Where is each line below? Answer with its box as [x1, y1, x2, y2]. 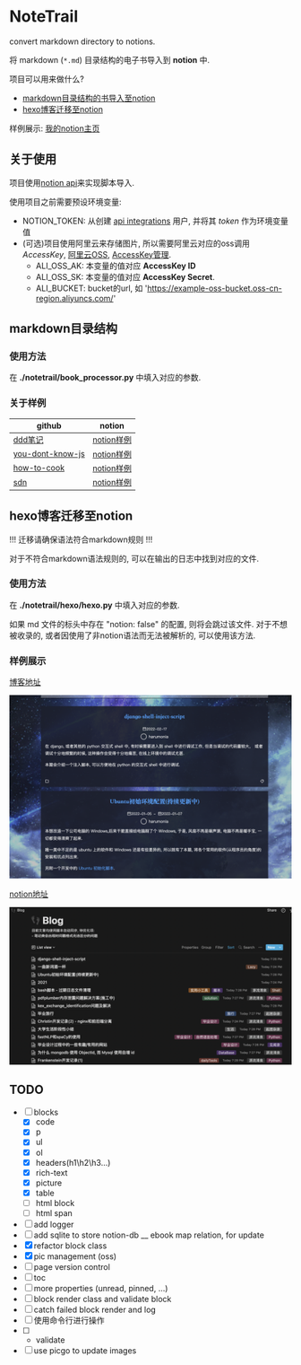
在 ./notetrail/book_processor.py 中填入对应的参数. [9, 372, 202, 383]
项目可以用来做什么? [9, 74, 85, 84]
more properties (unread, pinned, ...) [33, 1282, 168, 1293]
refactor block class [33, 1240, 107, 1251]
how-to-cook [13, 462, 65, 473]
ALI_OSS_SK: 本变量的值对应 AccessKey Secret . [35, 271, 215, 282]
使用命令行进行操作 [33, 1315, 105, 1326]
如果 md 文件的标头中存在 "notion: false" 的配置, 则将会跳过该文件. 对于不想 [9, 618, 288, 629]
